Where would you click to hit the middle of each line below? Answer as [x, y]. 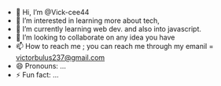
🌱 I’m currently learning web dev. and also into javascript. [109, 29]
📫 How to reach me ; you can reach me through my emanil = [114, 46]
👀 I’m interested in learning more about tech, [87, 21]
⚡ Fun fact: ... [37, 75]
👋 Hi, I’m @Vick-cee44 [52, 12]
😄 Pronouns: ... [41, 66]
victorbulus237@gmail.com [60, 58]
